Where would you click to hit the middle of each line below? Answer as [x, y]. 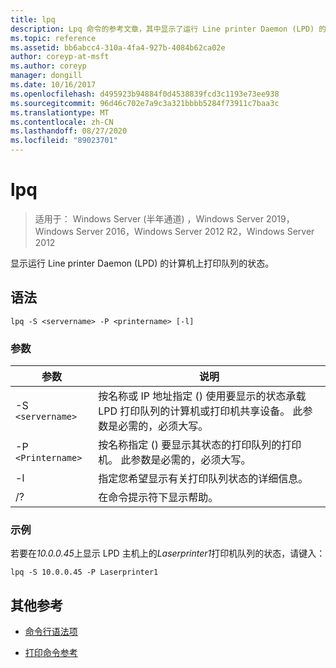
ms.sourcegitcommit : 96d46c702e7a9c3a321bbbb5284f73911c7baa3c [145, 103]
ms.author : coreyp [48, 66]
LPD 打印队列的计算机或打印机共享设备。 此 [200, 411]
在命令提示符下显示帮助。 [158, 498]
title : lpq [33, 19]
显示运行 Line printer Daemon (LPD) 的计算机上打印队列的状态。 [142, 263]
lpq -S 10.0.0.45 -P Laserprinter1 [84, 572]
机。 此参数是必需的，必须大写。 [175, 460]
